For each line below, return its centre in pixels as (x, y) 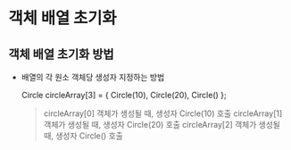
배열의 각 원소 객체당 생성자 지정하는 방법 (93, 77)
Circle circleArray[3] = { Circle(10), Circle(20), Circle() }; (124, 95)
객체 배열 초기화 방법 (61, 54)
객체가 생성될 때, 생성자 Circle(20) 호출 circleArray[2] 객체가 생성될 (162, 125)
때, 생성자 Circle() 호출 (83, 136)
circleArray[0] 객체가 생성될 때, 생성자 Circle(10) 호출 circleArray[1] (163, 113)
